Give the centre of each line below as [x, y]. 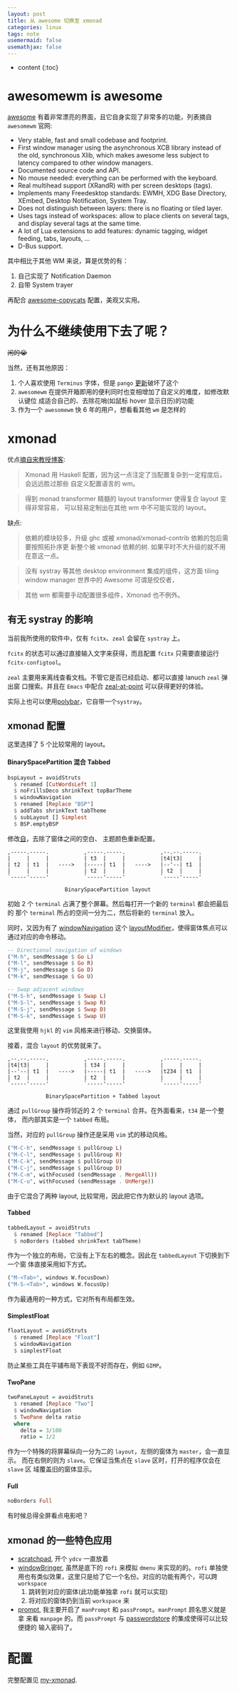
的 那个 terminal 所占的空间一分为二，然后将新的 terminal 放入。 [103, 913]
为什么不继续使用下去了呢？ [89, 331]
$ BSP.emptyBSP [36, 824]
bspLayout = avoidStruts [44, 778]
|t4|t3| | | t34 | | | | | [105, 1065]
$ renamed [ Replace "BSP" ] [54, 804]
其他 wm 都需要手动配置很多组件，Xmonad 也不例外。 [104, 595]
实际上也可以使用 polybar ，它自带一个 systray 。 [77, 701]
